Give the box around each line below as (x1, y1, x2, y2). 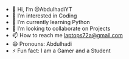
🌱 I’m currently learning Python (12, 19, 90, 25)
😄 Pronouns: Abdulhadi (12, 40, 72, 48)
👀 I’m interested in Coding (12, 12, 77, 19)
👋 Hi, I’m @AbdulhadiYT (12, 6, 72, 13)
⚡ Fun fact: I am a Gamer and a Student (12, 47, 111, 54)
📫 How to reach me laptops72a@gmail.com (12, 32, 123, 39)
